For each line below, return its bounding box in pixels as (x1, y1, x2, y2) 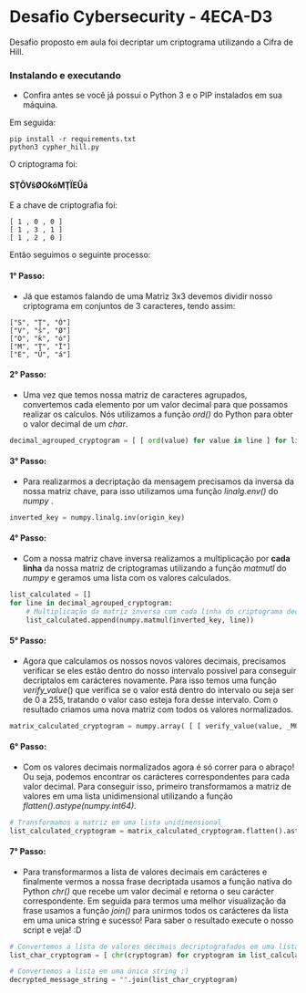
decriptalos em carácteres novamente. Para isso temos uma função (22, 675, 277, 686)
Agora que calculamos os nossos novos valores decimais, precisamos (22, 655, 287, 667)
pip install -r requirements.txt (9, 135, 137, 144)
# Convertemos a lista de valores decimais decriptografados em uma (9, 942, 275, 951)
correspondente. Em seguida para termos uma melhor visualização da (22, 895, 287, 906)
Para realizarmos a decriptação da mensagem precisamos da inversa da (22, 476, 294, 487)
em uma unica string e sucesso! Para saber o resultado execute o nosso (22, 915, 294, 926)
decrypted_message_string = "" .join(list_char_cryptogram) (9, 976, 239, 985)
